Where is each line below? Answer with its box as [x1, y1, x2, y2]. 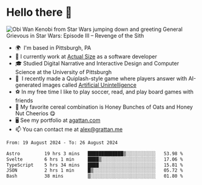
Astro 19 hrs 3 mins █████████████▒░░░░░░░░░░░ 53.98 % [6, 150, 183, 156]
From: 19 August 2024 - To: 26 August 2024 [6, 140, 118, 146]
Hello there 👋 [6, 5, 73, 19]
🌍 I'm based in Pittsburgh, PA [15, 44, 92, 51]
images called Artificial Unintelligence [42, 81, 136, 89]
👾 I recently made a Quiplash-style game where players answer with [15, 75, 187, 82]
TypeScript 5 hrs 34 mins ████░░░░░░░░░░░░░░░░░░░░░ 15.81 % [6, 162, 183, 168]
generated [15, 81, 41, 89]
